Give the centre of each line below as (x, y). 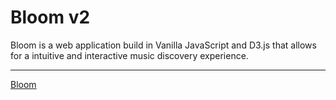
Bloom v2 (50, 17)
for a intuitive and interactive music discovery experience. (129, 55)
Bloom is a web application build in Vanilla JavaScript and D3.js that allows (163, 45)
